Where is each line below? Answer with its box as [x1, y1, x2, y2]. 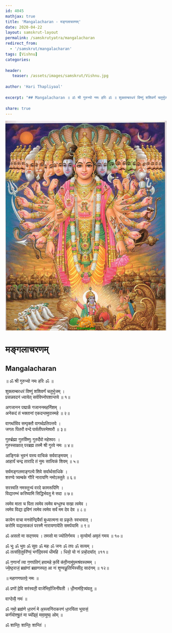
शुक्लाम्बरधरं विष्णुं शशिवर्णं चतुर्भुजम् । [5, 388, 65, 394]
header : [5, 68, 22, 73]
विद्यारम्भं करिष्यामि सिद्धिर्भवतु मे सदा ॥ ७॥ [5, 490, 73, 496]
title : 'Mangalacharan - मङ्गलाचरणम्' [5, 19, 81, 24]
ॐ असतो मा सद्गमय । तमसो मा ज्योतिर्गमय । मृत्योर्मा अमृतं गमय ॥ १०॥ [5, 532, 123, 539]
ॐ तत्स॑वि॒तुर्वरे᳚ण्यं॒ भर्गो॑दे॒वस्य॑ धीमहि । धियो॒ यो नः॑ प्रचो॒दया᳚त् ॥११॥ [5, 549, 109, 555]
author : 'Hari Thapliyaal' [5, 84, 63, 89]
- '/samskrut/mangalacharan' [10, 46, 72, 51]
